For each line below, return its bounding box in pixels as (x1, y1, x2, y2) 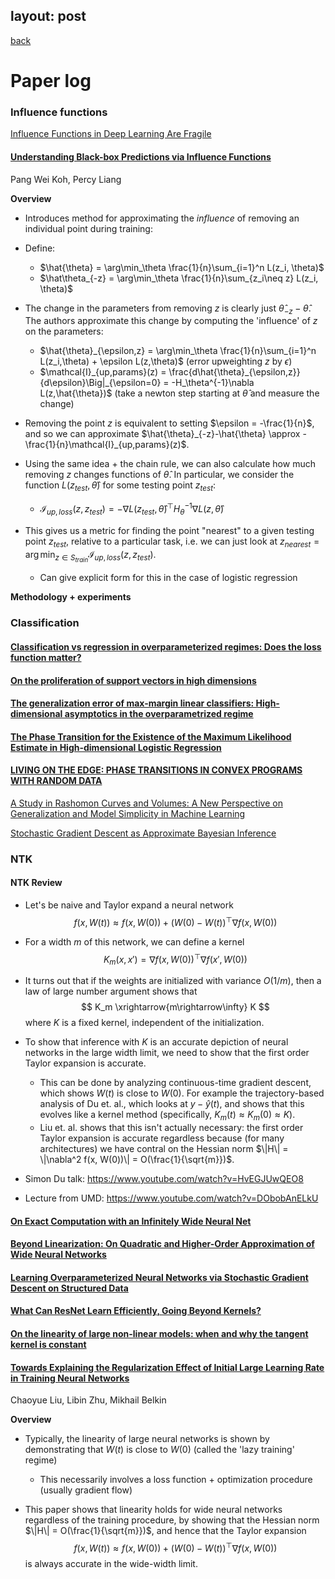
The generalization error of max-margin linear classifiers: (10, 697, 255, 709)
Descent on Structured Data (10, 1282, 129, 1294)
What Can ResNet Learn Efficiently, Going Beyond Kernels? (10, 1305, 262, 1317)
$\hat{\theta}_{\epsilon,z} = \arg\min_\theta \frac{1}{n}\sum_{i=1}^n (39, 345, 317, 357)
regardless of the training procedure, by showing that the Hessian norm (24, 1514, 320, 1526)
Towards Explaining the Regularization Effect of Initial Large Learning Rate (10, 1361, 325, 1373)
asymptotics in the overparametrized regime (64, 708, 254, 720)
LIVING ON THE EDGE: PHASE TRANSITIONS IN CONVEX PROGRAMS (10, 764, 303, 776)
